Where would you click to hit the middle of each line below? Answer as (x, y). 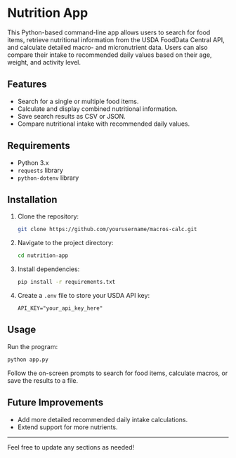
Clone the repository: (48, 216)
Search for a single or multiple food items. (78, 101)
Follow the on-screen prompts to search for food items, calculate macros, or (118, 373)
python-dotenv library (48, 178)
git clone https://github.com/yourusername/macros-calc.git (107, 230)
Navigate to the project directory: (65, 243)
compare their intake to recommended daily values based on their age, (110, 55)
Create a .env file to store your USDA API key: (83, 295)
